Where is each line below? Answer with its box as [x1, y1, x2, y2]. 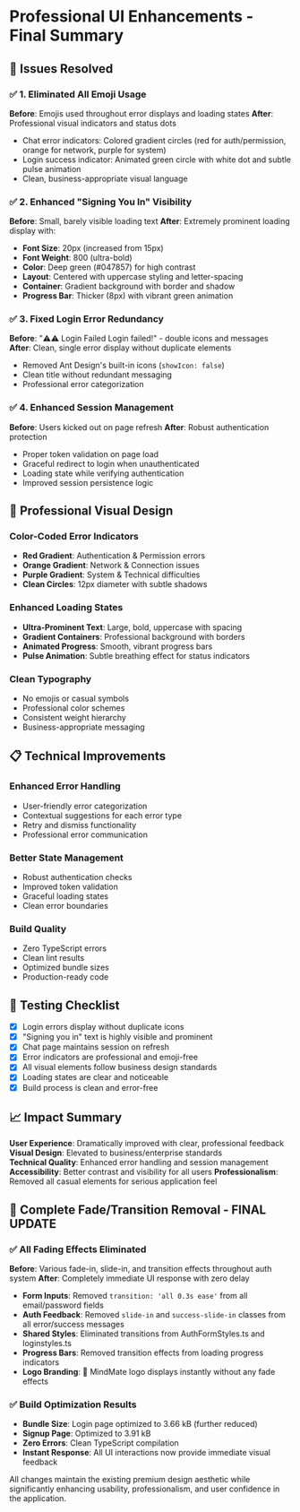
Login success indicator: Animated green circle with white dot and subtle [21, 154, 291, 165]
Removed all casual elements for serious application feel [9, 1176, 218, 1187]
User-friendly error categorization [21, 800, 148, 811]
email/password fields [21, 1300, 105, 1310]
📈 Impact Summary [9, 1110, 123, 1125]
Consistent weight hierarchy [21, 713, 127, 723]
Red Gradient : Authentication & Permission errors [21, 550, 206, 561]
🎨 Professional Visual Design [9, 504, 174, 519]
